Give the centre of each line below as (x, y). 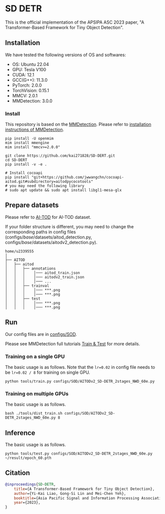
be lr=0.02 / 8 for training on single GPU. (48, 372)
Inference (20, 433)
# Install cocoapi (24, 173)
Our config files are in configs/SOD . (41, 334)
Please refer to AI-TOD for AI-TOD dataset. (48, 217)
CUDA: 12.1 (23, 75)
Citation (18, 473)
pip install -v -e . (26, 165)
